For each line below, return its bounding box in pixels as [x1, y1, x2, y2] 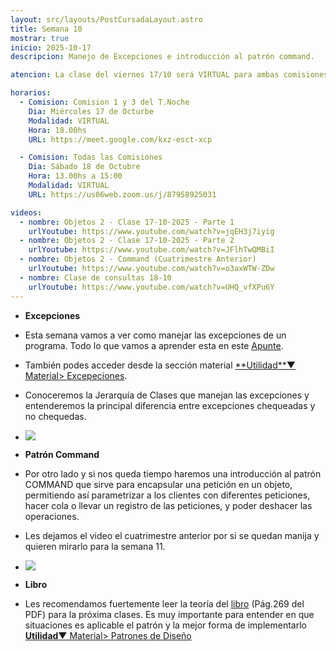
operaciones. [24, 510, 80, 522]
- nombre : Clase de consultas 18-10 [19, 272, 172, 283]
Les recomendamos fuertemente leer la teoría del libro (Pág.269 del [24, 597, 305, 610]
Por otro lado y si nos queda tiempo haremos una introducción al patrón [24, 467, 322, 480]
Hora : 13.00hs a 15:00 [28, 171, 123, 181]
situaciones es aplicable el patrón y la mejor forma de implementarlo [24, 619, 307, 631]
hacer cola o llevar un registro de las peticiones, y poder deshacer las [24, 499, 313, 511]
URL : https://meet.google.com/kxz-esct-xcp [28, 134, 213, 145]
